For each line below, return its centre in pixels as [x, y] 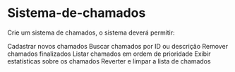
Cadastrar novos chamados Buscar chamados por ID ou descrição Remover [117, 46]
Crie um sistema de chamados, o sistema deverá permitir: [91, 32]
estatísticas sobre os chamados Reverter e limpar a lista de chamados [109, 61]
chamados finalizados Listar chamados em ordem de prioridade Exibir [109, 54]
